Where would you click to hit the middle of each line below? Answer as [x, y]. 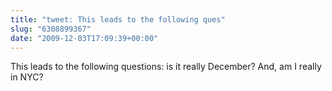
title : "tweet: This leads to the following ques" [118, 19]
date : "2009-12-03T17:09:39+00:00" [84, 38]
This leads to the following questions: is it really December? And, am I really [166, 67]
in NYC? [27, 77]
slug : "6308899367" [51, 29]
